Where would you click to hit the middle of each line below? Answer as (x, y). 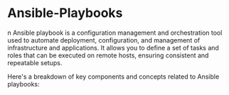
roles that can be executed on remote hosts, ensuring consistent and (108, 55)
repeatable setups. (35, 62)
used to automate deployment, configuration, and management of (104, 40)
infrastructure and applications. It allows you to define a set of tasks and (113, 47)
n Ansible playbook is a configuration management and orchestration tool (115, 33)
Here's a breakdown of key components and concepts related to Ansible (113, 77)
